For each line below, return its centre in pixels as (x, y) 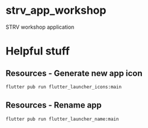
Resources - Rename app (54, 105)
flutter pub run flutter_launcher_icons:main (63, 87)
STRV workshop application (40, 27)
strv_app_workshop (56, 10)
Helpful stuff (38, 51)
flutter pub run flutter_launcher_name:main (62, 119)
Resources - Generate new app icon (74, 73)
